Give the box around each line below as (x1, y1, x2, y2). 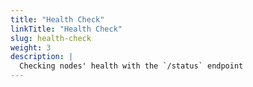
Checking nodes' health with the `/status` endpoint (19, 61, 244, 71)
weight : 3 (10, 42, 52, 53)
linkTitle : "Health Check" (10, 24, 123, 34)
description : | (10, 52, 74, 62)
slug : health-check (10, 33, 92, 43)
